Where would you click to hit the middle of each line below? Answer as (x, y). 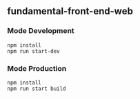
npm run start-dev (33, 51)
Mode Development (41, 31)
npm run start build (37, 89)
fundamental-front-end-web (70, 11)
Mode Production (37, 68)
